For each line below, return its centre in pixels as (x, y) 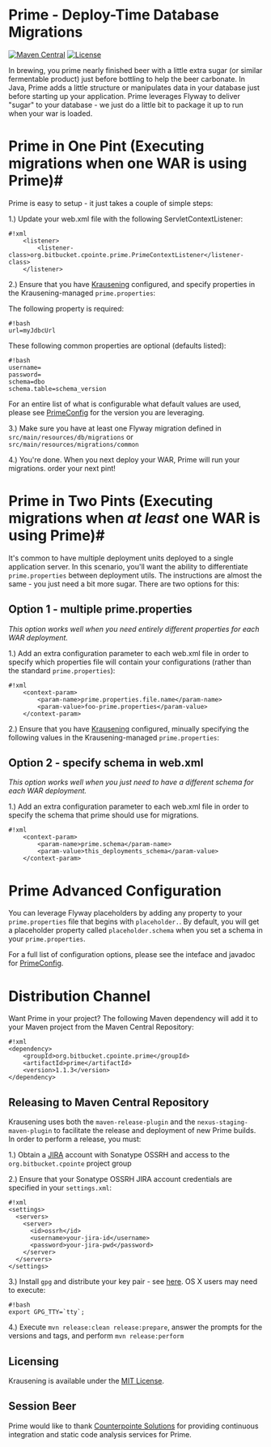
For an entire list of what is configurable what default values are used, (125, 404)
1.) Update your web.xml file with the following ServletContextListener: (126, 219)
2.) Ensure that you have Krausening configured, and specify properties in (132, 284)
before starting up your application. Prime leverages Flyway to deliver (125, 96)
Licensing (34, 1361)
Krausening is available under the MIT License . (86, 1380)
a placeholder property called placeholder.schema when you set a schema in (135, 930)
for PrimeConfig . (36, 964)
